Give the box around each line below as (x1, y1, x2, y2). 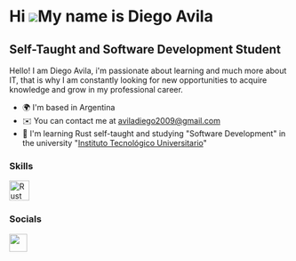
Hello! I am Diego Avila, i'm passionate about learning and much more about (9, 65, 287, 76)
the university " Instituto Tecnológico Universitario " (21, 138, 207, 148)
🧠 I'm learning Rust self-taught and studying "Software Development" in (21, 128, 286, 139)
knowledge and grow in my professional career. (9, 85, 184, 94)
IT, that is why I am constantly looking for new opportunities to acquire (9, 75, 268, 86)
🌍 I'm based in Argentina (21, 102, 116, 112)
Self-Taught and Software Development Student (9, 42, 282, 57)
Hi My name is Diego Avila (9, 6, 213, 27)
